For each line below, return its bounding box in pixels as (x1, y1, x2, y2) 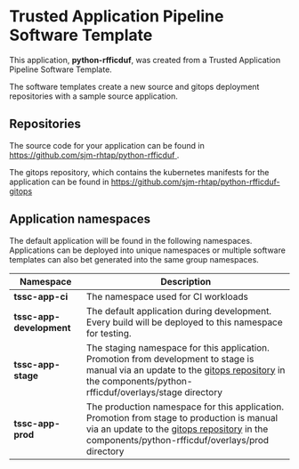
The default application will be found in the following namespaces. (9, 235, 253, 246)
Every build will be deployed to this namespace (85, 316, 283, 328)
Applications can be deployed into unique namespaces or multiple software (9, 245, 287, 255)
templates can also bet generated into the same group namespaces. (9, 254, 260, 264)
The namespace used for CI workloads (85, 290, 249, 303)
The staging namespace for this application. (85, 341, 270, 353)
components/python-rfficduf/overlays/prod (85, 433, 270, 446)
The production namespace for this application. (85, 400, 285, 413)
